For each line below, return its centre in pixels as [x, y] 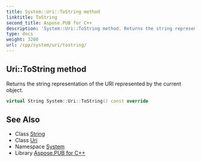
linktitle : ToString [32, 17]
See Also [23, 119]
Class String [30, 134]
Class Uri [26, 140]
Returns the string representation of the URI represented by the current [94, 84]
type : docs [20, 34]
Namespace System [39, 146]
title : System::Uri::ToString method [53, 12]
